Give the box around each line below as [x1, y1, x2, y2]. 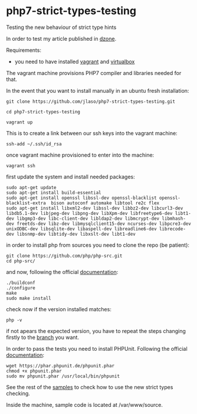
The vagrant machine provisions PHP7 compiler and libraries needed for [6, 69, 182, 76]
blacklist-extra [6, 200, 46, 206]
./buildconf [6, 279, 35, 286]
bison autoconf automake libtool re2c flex [51, 200, 160, 206]
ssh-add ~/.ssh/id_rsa [6, 141, 62, 147]
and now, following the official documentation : [6, 268, 119, 275]
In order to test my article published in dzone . [6, 35, 117, 42]
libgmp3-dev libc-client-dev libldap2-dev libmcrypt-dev [17, 216, 160, 221]
